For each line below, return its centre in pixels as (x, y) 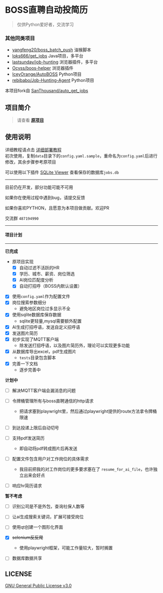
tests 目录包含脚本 (38, 357)
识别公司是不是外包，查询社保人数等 (48, 506)
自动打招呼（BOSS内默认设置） (51, 286)
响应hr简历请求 (27, 486)
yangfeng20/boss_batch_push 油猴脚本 (51, 50)
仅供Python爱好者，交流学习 (45, 24)
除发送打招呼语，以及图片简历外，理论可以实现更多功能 (74, 345)
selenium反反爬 (28, 537)
